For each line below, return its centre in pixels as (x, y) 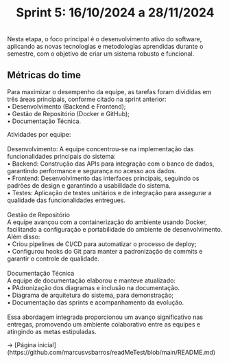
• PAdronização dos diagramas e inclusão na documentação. (94, 287)
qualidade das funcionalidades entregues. (66, 200)
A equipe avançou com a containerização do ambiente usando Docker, (107, 222)
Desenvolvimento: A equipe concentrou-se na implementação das (100, 148)
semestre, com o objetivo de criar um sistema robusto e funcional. (100, 54)
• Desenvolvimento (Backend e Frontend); (67, 106)
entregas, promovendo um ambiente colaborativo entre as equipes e (104, 324)
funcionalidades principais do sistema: (62, 156)
